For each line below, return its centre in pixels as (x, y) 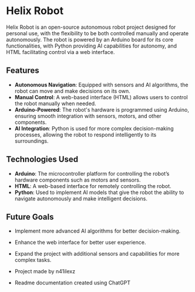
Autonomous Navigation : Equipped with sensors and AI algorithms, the (101, 85)
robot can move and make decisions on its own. (72, 91)
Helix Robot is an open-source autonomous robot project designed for (91, 27)
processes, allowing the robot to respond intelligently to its (85, 135)
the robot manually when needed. (55, 103)
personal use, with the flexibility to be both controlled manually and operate (97, 33)
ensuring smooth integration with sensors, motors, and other (88, 116)
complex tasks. (33, 260)
